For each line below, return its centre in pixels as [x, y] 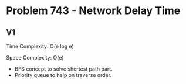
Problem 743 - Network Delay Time [93, 11]
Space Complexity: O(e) [35, 57]
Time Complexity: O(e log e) [40, 46]
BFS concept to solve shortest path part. [63, 69]
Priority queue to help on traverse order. [63, 75]
